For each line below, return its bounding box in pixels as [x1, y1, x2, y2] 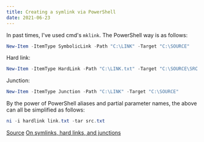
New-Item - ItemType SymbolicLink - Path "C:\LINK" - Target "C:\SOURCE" [6, 43, 190, 49]
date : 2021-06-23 [6, 15, 51, 21]
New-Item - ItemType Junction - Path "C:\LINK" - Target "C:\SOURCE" [6, 89, 179, 95]
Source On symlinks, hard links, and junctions [6, 129, 121, 136]
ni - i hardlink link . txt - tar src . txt [6, 118, 105, 124]
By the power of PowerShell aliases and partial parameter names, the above [6, 100, 197, 107]
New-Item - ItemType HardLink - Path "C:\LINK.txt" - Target [6, 66, 157, 72]
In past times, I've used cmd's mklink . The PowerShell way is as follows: [6, 31, 188, 38]
